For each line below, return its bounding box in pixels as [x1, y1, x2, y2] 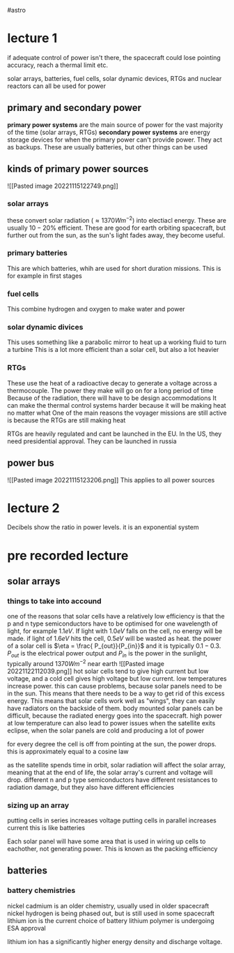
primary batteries [7, 248, 68, 258]
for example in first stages [7, 272, 82, 280]
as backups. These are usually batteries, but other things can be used [7, 142, 208, 151]
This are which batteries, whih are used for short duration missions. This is [7, 264, 221, 272]
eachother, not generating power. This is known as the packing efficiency [7, 845, 218, 853]
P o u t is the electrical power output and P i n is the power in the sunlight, [7, 649, 208, 659]
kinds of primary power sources [7, 163, 149, 175]
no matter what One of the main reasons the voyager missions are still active [7, 408, 227, 417]
